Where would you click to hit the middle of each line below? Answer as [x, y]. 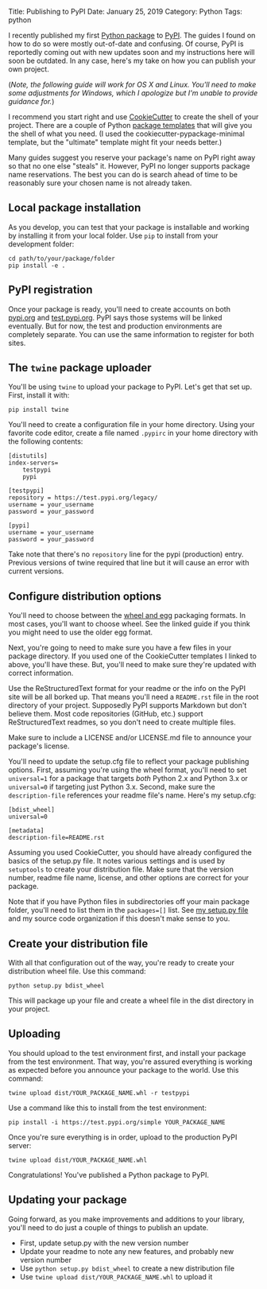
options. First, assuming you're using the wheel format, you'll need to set [128, 770]
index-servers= [33, 463]
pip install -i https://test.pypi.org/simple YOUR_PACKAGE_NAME [117, 1122]
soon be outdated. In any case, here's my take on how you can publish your [132, 60]
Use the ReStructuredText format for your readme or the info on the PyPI [127, 689]
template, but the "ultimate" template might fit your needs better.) [115, 142]
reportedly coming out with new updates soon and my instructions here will [132, 52]
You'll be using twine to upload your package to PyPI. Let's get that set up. [130, 387]
